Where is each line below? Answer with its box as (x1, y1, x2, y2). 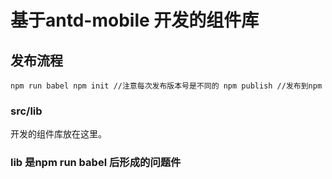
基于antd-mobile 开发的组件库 (10, 9, 260, 32)
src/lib (10, 104, 43, 118)
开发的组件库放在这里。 (10, 128, 107, 140)
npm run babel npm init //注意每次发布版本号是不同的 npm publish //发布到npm (10, 81, 323, 91)
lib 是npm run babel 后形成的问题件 (10, 156, 182, 170)
